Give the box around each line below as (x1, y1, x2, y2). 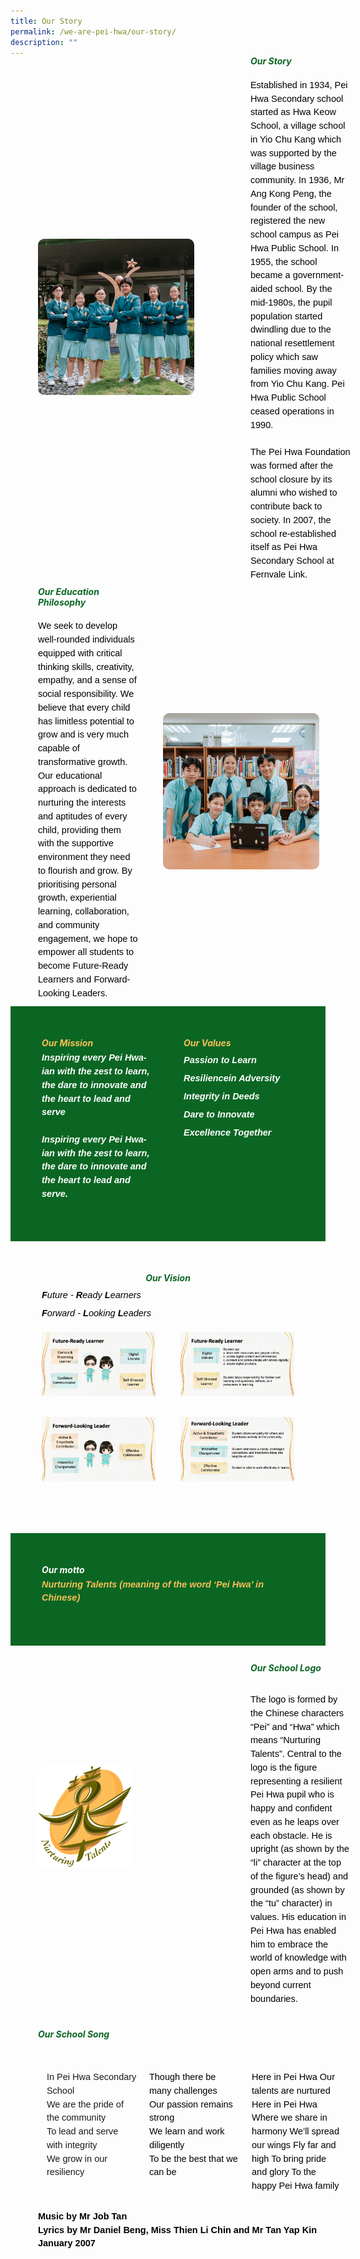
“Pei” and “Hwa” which (249, 1721, 340, 1732)
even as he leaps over (249, 1816, 340, 1827)
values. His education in (249, 1911, 347, 1923)
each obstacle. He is (249, 1830, 333, 1841)
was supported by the (249, 147, 337, 159)
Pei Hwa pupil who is (249, 1789, 335, 1800)
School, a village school (249, 120, 346, 132)
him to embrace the (249, 1938, 329, 1950)
